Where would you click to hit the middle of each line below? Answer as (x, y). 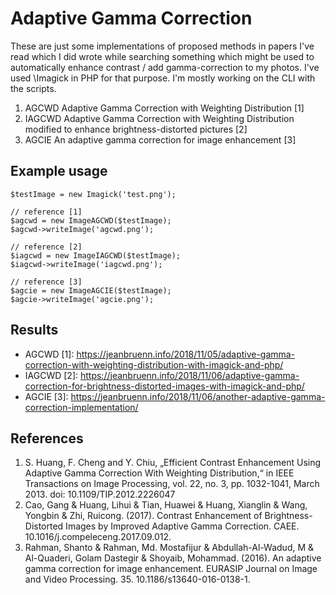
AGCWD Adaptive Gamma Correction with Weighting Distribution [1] (164, 108)
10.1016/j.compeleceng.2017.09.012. (98, 537)
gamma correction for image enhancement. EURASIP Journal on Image (171, 569)
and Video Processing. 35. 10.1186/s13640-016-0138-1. (137, 579)
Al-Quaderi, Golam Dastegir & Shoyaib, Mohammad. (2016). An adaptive (173, 558)
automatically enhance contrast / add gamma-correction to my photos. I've (165, 67)
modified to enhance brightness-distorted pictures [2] (136, 129)
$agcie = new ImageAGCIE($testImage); (91, 290)
